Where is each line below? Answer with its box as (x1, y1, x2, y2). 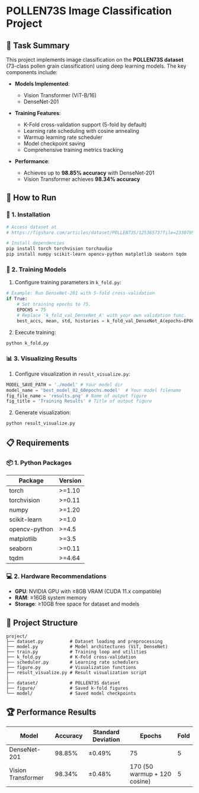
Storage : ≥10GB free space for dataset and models (14, 601, 140, 608)
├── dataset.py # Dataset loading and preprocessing (6, 638, 163, 645)
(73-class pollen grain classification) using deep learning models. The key (6, 62, 187, 69)
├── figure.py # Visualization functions (6, 664, 136, 670)
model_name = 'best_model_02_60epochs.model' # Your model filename (6, 387, 182, 393)
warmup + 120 (130, 770, 172, 778)
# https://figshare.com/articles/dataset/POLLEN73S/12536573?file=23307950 (6, 230, 197, 236)
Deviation (92, 735, 120, 743)
